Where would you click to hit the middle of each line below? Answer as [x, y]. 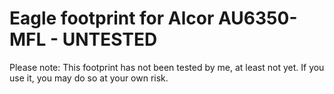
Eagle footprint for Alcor [112, 18]
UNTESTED [110, 39]
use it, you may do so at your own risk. [89, 78]
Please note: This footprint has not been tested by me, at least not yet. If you [167, 67]
